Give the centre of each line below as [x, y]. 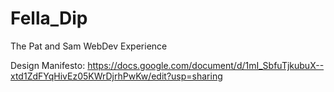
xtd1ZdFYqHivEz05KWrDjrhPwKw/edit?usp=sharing [116, 76]
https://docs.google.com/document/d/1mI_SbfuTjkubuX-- [206, 65]
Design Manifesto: [48, 65]
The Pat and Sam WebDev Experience [89, 46]
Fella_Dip [49, 18]
